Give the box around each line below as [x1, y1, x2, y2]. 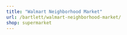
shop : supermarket [6, 20, 52, 26]
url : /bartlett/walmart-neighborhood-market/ [6, 14, 121, 20]
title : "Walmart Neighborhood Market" [6, 8, 103, 15]
